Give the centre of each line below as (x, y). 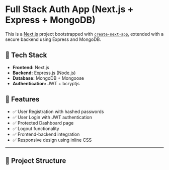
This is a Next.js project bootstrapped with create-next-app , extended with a (84, 34)
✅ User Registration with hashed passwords (58, 111)
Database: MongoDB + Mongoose (48, 78)
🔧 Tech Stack (26, 55)
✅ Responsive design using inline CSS (52, 140)
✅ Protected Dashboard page (43, 123)
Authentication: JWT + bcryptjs (46, 83)
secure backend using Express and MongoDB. (53, 39)
